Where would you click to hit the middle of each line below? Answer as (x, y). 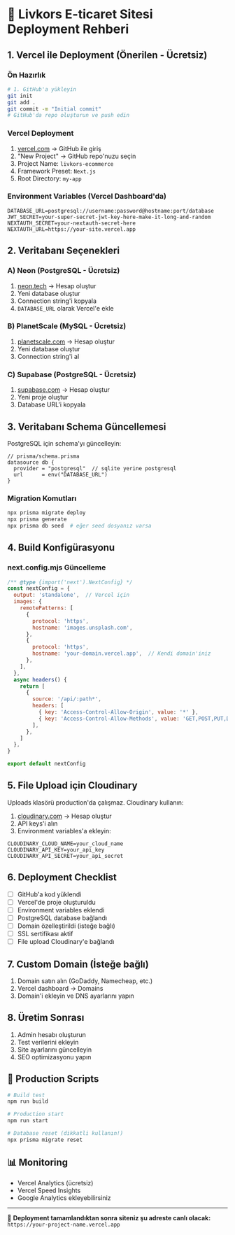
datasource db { (31, 462)
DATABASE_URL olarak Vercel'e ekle (65, 308)
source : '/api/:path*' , (67, 699)
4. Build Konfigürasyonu (61, 548)
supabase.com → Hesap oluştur (64, 390)
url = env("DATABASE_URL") (61, 474)
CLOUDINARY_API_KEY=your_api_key (56, 849)
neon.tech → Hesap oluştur (57, 285)
